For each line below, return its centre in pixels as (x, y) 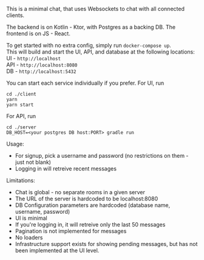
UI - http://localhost (34, 58)
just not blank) (33, 162)
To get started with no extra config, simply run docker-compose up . (89, 45)
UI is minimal (31, 218)
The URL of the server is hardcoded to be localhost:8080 (87, 199)
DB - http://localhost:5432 (41, 71)
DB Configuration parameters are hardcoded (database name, (93, 205)
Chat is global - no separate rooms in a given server (80, 192)
